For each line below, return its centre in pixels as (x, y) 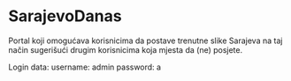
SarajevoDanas (65, 16)
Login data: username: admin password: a (84, 67)
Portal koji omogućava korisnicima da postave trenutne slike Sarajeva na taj (145, 40)
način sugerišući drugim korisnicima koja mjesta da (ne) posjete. (126, 49)
